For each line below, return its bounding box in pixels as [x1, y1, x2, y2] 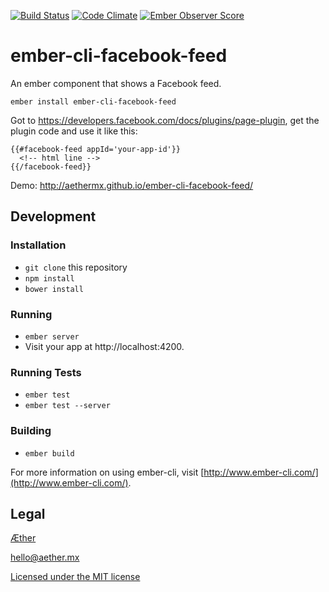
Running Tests [10, 365, 82, 379]
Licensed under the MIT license [10, 571, 141, 583]
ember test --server [24, 401, 111, 411]
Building [10, 424, 52, 438]
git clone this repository [24, 261, 128, 273]
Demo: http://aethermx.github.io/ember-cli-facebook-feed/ [10, 179, 254, 191]
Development [10, 208, 97, 225]
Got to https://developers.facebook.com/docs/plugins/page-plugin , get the [10, 114, 320, 126]
